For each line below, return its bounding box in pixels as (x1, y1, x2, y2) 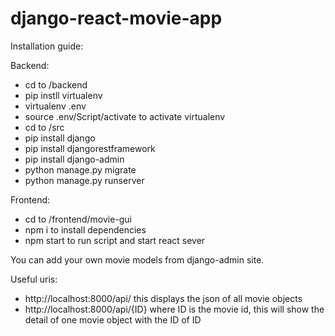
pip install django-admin (24, 153, 125, 165)
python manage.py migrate (24, 163, 137, 176)
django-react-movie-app (10, 7, 223, 30)
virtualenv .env (24, 100, 87, 112)
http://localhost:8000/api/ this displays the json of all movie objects (24, 292, 303, 304)
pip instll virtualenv (24, 89, 103, 101)
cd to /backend (24, 78, 88, 91)
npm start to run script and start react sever (24, 234, 206, 246)
